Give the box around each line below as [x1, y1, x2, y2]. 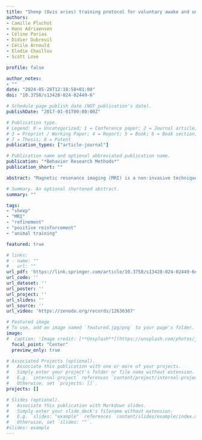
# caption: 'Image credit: [6, 336, 77, 342]
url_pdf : [6, 269, 28, 275]
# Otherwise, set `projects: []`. [6, 380, 98, 386]
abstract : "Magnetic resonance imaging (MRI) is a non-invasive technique [6, 175, 198, 181]
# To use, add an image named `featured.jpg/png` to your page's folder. [6, 325, 195, 331]
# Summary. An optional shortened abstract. [6, 186, 120, 192]
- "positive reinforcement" [6, 225, 77, 231]
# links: [6, 252, 28, 258]
